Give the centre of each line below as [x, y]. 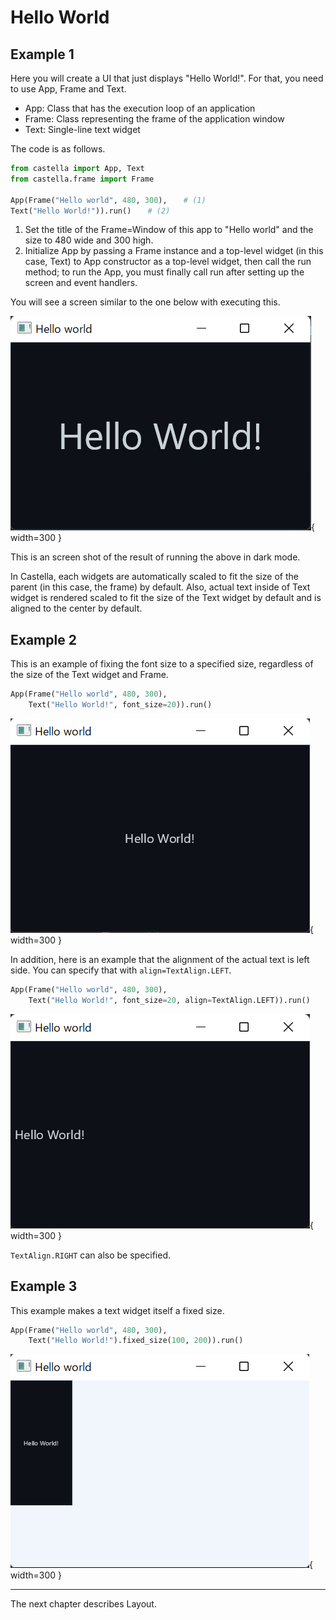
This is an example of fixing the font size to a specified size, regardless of [162, 664]
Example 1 [42, 54]
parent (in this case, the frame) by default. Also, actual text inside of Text [160, 587]
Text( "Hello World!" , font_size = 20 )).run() [120, 705]
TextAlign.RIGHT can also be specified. [91, 1255]
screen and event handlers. [81, 283]
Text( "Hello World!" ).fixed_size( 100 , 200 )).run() [136, 1341]
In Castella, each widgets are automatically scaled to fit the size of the [154, 577]
